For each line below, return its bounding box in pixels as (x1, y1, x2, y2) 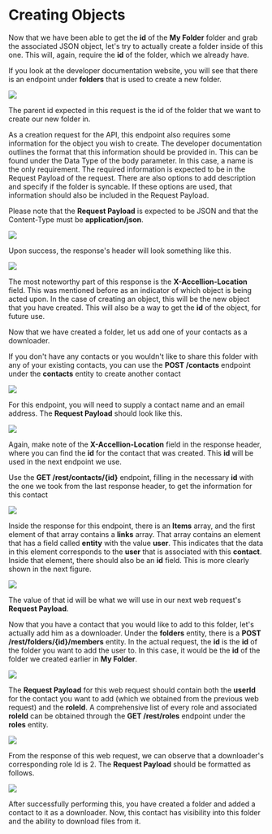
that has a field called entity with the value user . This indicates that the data (8, 538, 264, 548)
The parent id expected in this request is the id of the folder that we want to (8, 105, 261, 115)
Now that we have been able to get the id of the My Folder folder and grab (8, 33, 258, 42)
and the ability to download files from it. (8, 816, 141, 826)
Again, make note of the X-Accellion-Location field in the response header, (8, 439, 262, 449)
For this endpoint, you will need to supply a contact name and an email (8, 400, 245, 409)
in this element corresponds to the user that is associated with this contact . (8, 547, 262, 557)
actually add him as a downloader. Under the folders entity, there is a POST (8, 628, 261, 638)
